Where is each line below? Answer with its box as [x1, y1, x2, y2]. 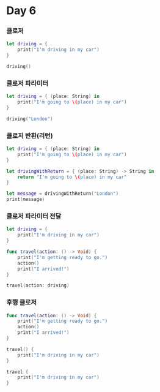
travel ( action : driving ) [6, 282, 70, 288]
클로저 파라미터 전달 [6, 212, 62, 221]
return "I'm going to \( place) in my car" [17, 174, 127, 180]
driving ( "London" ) [6, 116, 53, 122]
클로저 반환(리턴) [6, 131, 53, 140]
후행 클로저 [6, 298, 37, 307]
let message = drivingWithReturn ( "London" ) [6, 190, 119, 197]
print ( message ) [6, 197, 45, 203]
